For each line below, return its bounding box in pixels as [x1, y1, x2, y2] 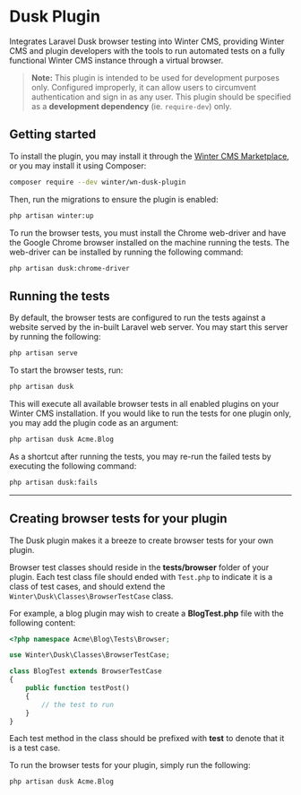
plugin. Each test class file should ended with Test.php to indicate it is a [9, 571, 273, 582]
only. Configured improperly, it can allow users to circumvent [30, 82, 257, 92]
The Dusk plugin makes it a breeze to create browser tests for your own [9, 535, 274, 546]
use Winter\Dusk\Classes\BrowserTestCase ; [9, 651, 170, 660]
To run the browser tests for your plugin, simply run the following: [9, 760, 251, 771]
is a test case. [9, 742, 61, 754]
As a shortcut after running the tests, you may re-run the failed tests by [9, 451, 271, 462]
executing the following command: [9, 460, 137, 471]
